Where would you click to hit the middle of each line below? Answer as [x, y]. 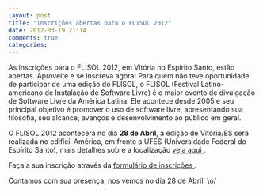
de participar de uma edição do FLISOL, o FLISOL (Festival [104, 85]
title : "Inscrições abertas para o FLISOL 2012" [90, 23]
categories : [28, 45]
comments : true [33, 38]
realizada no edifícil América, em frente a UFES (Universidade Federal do [128, 142]
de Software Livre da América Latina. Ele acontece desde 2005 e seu [121, 101]
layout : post [30, 15]
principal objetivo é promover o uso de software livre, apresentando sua [126, 110]
